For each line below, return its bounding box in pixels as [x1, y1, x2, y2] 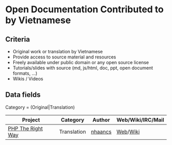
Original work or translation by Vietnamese [12, 49, 103, 54]
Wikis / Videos [12, 76, 44, 81]
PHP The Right [8, 125, 43, 132]
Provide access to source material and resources [12, 54, 116, 60]
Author [92, 116, 110, 123]
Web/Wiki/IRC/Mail [116, 116, 164, 123]
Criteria [5, 35, 30, 44]
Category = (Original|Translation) [5, 104, 75, 110]
